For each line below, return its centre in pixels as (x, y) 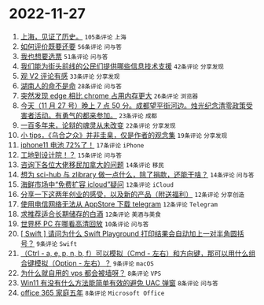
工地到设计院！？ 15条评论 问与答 (71, 154)
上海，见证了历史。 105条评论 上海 (73, 36)
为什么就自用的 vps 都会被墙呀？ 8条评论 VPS (91, 273)
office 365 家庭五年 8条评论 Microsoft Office (92, 292)
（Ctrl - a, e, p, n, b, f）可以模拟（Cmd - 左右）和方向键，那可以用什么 (134, 253)
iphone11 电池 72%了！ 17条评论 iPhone (82, 145)
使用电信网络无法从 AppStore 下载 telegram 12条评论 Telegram (119, 204)
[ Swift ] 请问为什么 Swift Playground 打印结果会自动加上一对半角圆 (129, 233)
